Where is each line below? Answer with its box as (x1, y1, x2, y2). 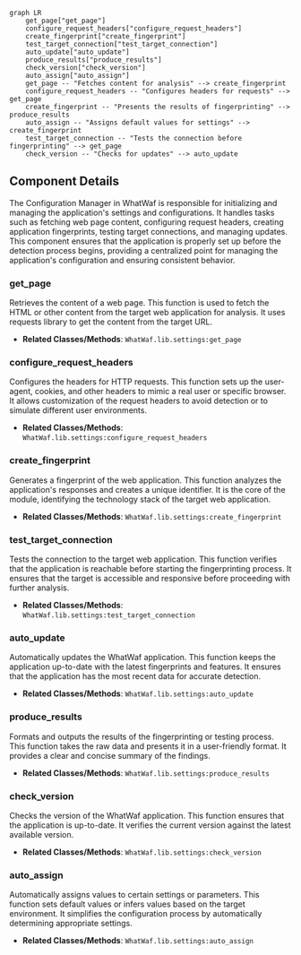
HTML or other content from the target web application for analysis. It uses (9, 307, 286, 318)
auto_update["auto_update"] (25, 47, 130, 56)
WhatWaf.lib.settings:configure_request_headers (21, 434, 208, 443)
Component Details (9, 174, 119, 189)
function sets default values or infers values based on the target (9, 899, 246, 909)
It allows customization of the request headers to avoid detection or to (9, 395, 269, 407)
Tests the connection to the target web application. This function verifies (9, 554, 278, 564)
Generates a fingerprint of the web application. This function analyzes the (9, 475, 282, 486)
